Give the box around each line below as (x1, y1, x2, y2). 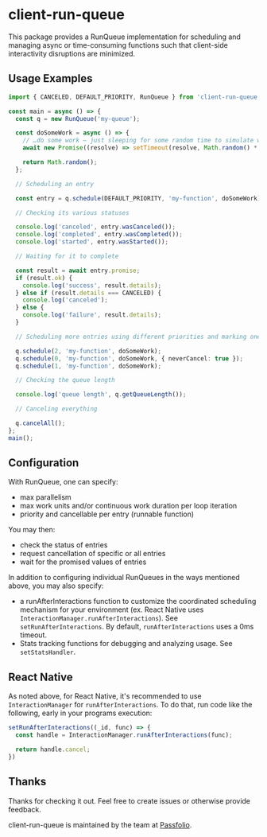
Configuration (8, 456, 79, 470)
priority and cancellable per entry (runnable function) (19, 509, 195, 519)
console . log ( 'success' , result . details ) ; (22, 281, 161, 290)
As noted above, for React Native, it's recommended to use (8, 691, 202, 701)
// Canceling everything (15, 405, 98, 413)
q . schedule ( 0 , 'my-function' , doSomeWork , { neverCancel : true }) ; (15, 354, 244, 363)
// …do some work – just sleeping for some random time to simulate (22, 137, 254, 145)
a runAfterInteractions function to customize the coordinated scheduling (19, 597, 257, 606)
